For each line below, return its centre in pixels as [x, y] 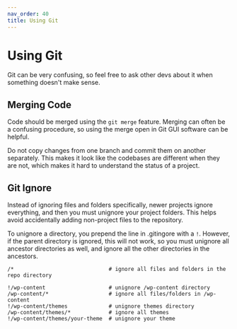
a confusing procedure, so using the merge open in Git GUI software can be [118, 129]
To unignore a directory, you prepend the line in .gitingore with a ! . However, [119, 233]
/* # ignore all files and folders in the [117, 270]
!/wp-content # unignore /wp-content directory [109, 288]
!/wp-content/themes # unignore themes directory [101, 306]
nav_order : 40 [28, 14]
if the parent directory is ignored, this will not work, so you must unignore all [118, 241]
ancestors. [23, 256]
